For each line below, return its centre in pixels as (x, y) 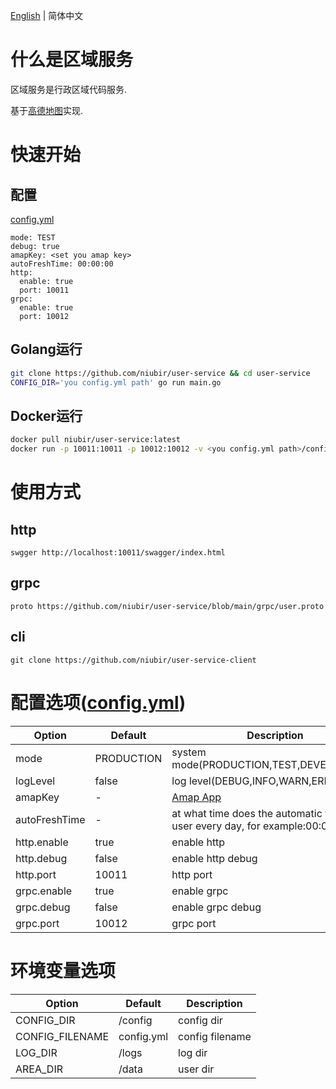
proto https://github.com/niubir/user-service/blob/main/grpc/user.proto (167, 606)
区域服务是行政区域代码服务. (69, 89)
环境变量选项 (63, 970)
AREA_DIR (39, 1069)
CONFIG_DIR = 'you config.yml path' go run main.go (116, 382)
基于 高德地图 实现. (47, 110)
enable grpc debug (216, 907)
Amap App (196, 797)
